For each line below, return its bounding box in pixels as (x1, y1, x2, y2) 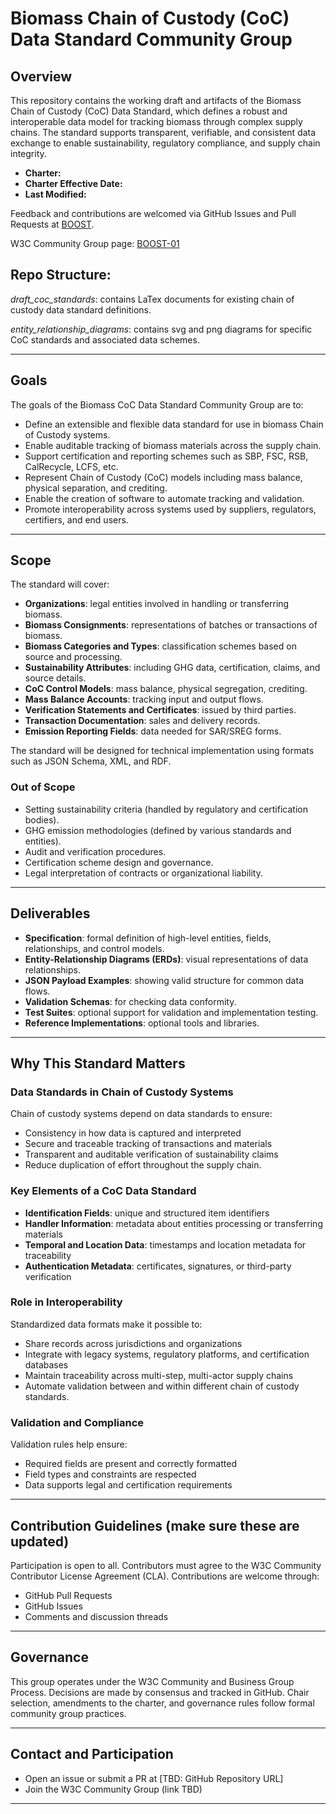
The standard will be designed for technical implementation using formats (10, 745, 315, 757)
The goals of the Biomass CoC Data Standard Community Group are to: (10, 398, 304, 411)
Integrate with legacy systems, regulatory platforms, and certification (24, 1348, 310, 1360)
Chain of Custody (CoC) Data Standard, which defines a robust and (10, 105, 288, 117)
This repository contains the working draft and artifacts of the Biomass (10, 95, 302, 106)
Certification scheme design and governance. (24, 856, 214, 868)
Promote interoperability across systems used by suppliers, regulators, (24, 503, 317, 515)
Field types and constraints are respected (24, 1468, 197, 1481)
